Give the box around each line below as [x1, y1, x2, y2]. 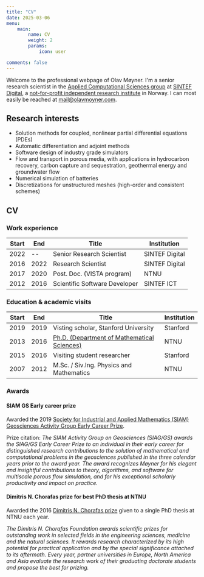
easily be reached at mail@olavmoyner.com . [6, 96, 117, 103]
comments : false [6, 59, 47, 66]
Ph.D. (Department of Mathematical [53, 333, 154, 342]
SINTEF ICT [143, 280, 177, 288]
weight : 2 [28, 37, 53, 43]
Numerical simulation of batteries [15, 175, 98, 182]
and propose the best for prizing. [6, 564, 89, 571]
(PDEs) [15, 136, 33, 143]
